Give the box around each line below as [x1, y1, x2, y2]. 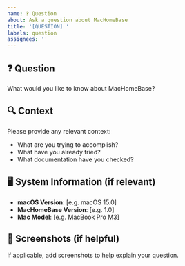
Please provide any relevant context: [7, 127, 111, 135]
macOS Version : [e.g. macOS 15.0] [17, 198, 117, 206]
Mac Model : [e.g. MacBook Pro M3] [17, 213, 119, 221]
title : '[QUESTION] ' [7, 23, 70, 30]
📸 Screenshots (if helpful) [7, 233, 119, 245]
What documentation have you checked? [17, 155, 134, 163]
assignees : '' [7, 36, 48, 43]
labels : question [7, 29, 57, 37]
